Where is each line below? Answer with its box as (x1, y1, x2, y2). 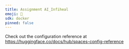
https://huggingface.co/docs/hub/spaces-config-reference (5, 39, 124, 45)
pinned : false (5, 20, 34, 25)
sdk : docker (5, 16, 29, 21)
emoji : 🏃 (5, 12, 23, 16)
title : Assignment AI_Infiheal (5, 7, 69, 12)
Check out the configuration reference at (5, 34, 87, 39)
